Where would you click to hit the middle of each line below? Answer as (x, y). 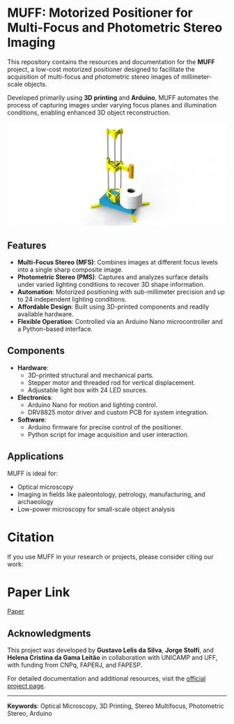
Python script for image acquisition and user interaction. (108, 434)
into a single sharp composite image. (70, 269)
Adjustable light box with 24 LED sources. (87, 390)
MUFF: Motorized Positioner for (100, 13)
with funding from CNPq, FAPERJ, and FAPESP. (75, 665)
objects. (36, 84)
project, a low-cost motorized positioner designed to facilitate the (101, 69)
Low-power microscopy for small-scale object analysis (96, 509)
